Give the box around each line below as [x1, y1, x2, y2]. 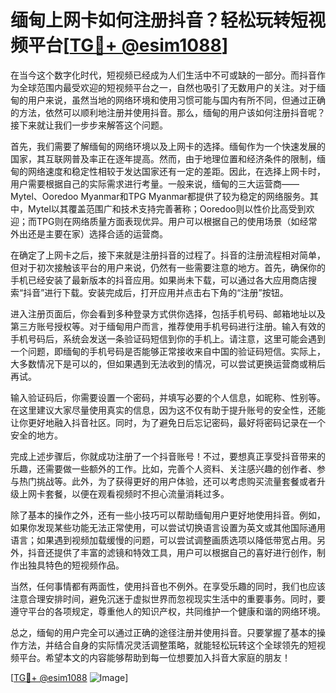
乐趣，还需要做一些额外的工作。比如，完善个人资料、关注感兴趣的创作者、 [10, 462, 317, 475]
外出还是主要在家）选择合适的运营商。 [10, 227, 168, 240]
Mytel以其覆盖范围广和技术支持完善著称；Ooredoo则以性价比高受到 [27, 202, 307, 215]
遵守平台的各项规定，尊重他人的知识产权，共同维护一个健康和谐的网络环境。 [10, 605, 326, 617]
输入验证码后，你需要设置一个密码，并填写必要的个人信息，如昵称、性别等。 [10, 391, 326, 403]
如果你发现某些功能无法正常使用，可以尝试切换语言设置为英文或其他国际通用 [10, 521, 326, 533]
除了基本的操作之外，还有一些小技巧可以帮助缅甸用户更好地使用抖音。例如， [10, 509, 326, 521]
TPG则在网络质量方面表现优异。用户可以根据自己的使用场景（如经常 [36, 215, 318, 227]
